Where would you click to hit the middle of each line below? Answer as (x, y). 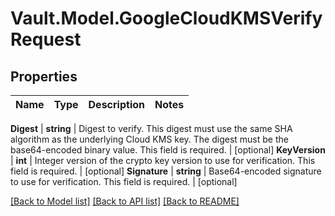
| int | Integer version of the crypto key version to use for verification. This (163, 160)
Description (116, 104)
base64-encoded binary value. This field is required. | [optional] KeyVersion (168, 150)
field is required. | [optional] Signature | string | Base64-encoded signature (166, 171)
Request (46, 39)
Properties (44, 76)
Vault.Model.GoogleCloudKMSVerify (166, 18)
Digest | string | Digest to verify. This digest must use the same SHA (151, 128)
